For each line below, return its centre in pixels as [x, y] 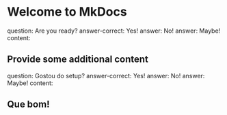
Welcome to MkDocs [67, 12]
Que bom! [28, 104]
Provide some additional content [78, 60]
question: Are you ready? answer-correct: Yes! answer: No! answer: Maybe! [114, 31]
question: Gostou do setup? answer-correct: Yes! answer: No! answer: [106, 76]
